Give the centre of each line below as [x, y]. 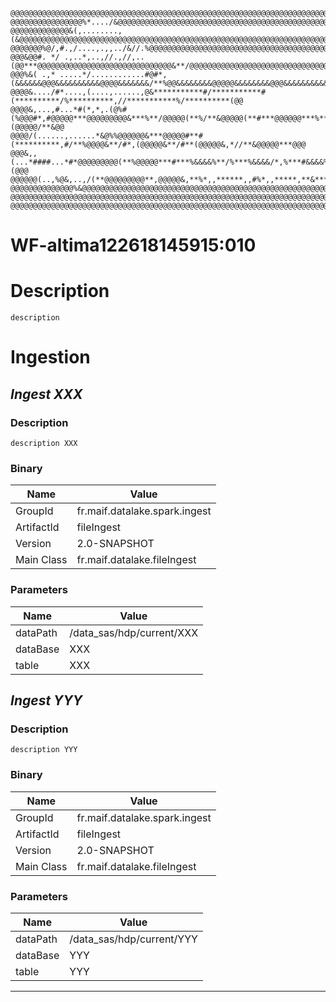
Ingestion [50, 357]
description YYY [44, 750]
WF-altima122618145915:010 [133, 245]
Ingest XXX [46, 394]
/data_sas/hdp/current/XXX [134, 632]
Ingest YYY [46, 700]
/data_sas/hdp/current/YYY [133, 939]
